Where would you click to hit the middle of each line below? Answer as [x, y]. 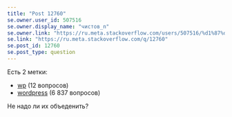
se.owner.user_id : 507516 [44, 20]
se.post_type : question [41, 53]
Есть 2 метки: [27, 72]
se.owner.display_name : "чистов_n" [58, 26]
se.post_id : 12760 [33, 46]
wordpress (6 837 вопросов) [59, 92]
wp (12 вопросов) [43, 85]
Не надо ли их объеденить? [48, 106]
